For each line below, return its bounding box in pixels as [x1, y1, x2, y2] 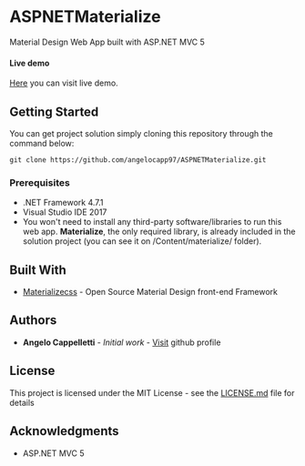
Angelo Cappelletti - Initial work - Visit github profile [22, 337, 221, 348]
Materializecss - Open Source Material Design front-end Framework [22, 287, 279, 298]
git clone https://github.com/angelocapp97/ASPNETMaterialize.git [9, 155, 267, 165]
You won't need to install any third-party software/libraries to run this [22, 217, 282, 228]
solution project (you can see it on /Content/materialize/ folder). [22, 236, 262, 247]
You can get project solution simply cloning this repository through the [9, 127, 273, 138]
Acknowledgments [9, 423, 120, 439]
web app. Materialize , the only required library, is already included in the [22, 226, 296, 238]
